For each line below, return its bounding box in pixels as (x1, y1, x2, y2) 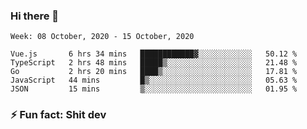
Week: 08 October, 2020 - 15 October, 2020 (10, 32, 195, 42)
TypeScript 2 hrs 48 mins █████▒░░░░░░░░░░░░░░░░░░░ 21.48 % (10, 58, 298, 68)
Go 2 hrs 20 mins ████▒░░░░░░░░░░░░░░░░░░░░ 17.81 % (10, 67, 298, 77)
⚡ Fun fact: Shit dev (10, 108, 107, 122)
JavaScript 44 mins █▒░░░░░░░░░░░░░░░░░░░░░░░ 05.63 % (10, 75, 298, 86)
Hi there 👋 (10, 9, 60, 23)
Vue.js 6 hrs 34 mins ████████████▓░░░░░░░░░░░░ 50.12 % (10, 49, 298, 59)
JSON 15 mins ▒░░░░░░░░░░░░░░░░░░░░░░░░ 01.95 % (10, 84, 298, 94)
